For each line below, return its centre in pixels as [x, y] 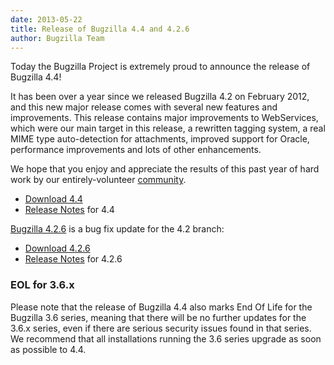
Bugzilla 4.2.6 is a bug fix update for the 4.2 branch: [117, 229]
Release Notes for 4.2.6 [73, 259]
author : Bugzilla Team [57, 38]
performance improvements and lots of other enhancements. [136, 150]
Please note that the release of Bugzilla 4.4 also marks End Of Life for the [161, 307]
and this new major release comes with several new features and [144, 107]
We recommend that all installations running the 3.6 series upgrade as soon [166, 338]
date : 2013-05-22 [46, 19]
